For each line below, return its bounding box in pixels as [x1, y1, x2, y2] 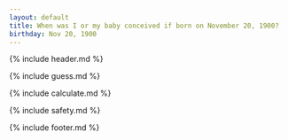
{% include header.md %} [9, 54, 104, 65]
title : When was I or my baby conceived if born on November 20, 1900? [9, 21, 279, 30]
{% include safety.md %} [9, 105, 101, 116]
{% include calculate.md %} [9, 88, 112, 98]
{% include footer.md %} [9, 122, 100, 133]
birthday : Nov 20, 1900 [9, 29, 97, 38]
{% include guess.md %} [9, 71, 100, 82]
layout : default [9, 12, 69, 22]
